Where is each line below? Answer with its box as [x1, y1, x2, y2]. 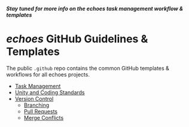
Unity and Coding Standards [14, 89, 85, 96]
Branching [23, 101, 50, 109]
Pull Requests [23, 107, 58, 115]
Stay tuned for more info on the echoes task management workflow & [6, 5, 184, 12]
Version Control [14, 95, 54, 102]
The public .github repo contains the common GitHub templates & [6, 64, 169, 72]
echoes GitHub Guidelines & [6, 32, 148, 46]
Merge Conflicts [23, 114, 64, 121]
